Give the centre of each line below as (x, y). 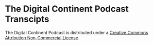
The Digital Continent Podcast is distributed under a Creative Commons (76, 32)
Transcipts (27, 19)
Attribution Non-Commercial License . (42, 38)
